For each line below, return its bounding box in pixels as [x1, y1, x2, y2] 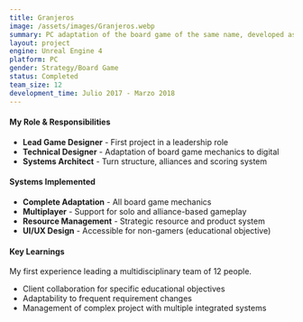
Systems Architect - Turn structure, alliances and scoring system [22, 155, 268, 167]
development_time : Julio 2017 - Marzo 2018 [9, 88, 176, 97]
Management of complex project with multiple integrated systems [22, 303, 267, 314]
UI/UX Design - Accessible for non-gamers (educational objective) [22, 225, 271, 235]
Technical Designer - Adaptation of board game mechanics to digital [22, 146, 280, 157]
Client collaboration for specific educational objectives [22, 283, 225, 294]
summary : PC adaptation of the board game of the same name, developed [9, 30, 284, 39]
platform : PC [9, 55, 59, 64]
